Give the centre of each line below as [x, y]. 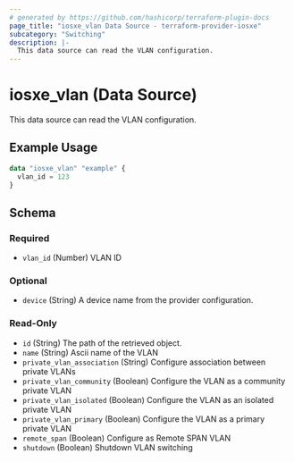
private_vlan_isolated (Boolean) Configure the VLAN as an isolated [148, 399]
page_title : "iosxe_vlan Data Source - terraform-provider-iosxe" [135, 26]
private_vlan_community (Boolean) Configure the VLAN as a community [154, 381]
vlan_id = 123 [43, 176]
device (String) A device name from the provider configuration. [138, 300]
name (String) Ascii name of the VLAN [90, 352]
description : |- [39, 42]
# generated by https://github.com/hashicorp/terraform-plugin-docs [139, 17]
